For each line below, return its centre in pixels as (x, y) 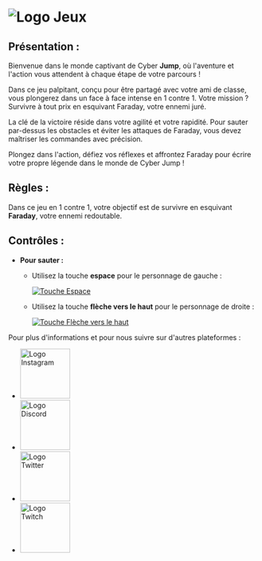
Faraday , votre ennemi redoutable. (65, 215)
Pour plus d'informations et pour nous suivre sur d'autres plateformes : (125, 337)
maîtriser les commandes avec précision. (76, 139)
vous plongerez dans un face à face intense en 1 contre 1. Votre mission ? (129, 98)
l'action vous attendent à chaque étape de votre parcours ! (104, 74)
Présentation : (44, 47)
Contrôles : (37, 241)
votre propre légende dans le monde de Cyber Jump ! (96, 163)
